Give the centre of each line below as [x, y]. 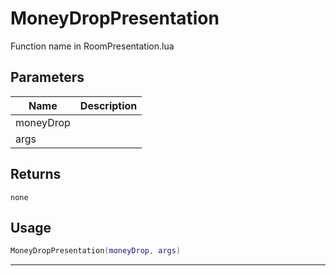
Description [108, 105]
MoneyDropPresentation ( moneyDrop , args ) [96, 251]
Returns [36, 174]
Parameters [47, 77]
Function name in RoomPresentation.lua [92, 46]
